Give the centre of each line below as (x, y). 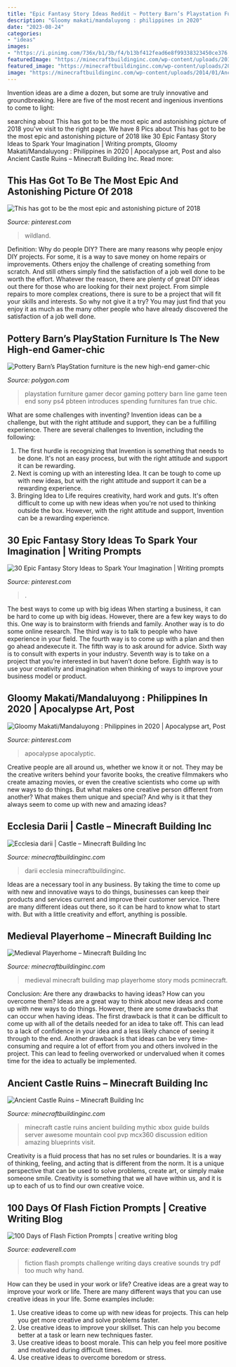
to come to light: (31, 108)
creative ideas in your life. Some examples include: (81, 1299)
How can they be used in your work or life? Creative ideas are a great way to (118, 1284)
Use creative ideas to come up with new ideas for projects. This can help (123, 1313)
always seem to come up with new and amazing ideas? (87, 804)
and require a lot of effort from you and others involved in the (130, 1046)
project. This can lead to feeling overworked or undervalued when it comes (116, 1054)
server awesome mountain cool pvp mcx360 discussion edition (116, 1135)
